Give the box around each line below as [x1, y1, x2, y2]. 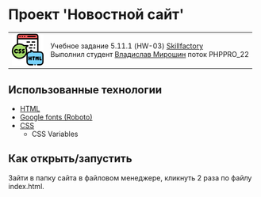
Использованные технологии [8, 83, 163, 97]
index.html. [8, 181, 45, 191]
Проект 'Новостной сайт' [8, 6, 185, 24]
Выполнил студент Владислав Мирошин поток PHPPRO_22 [50, 50, 250, 59]
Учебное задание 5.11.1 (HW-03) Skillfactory [50, 41, 204, 51]
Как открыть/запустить [8, 152, 132, 165]
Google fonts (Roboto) [19, 112, 93, 122]
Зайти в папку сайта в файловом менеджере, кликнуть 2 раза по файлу [8, 172, 252, 183]
